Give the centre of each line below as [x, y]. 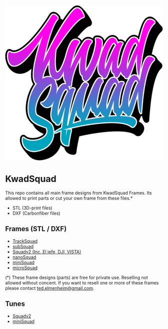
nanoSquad [24, 257]
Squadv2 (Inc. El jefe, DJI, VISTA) [47, 252]
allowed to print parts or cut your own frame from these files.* [69, 198]
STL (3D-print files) [32, 208]
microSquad [25, 268]
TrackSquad [25, 241]
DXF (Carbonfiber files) [36, 213]
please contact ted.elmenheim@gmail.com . [50, 288]
